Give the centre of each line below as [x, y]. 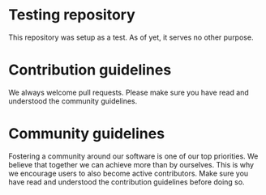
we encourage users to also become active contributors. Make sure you [129, 173]
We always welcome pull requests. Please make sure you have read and [129, 92]
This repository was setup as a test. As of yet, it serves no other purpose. [131, 37]
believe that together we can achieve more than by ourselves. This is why [131, 164]
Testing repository [72, 15]
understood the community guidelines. [73, 101]
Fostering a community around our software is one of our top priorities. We [133, 156]
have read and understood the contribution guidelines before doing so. [127, 182]
